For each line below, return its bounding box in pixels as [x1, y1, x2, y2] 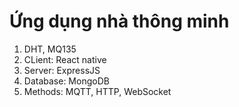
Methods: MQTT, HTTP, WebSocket [23, 85, 172, 97]
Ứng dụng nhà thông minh [9, 10, 230, 33]
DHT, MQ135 [23, 43, 77, 55]
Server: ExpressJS [23, 64, 101, 76]
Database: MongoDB [23, 75, 110, 87]
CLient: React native [23, 53, 107, 65]
